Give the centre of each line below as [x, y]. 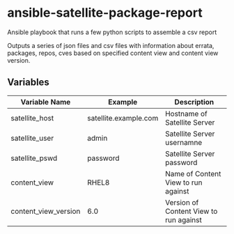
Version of [182, 202]
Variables [29, 83]
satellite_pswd [34, 158]
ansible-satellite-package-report [105, 13]
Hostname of [186, 114]
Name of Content [193, 173]
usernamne [184, 142]
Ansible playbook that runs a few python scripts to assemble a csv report [112, 32]
